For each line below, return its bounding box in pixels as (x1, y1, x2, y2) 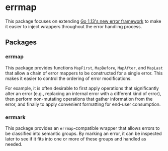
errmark (5, 114, 26, 121)
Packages (5, 38, 37, 47)
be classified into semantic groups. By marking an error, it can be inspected (5, 130, 162, 136)
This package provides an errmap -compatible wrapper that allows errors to (5, 125, 160, 131)
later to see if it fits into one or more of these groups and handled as (5, 135, 147, 142)
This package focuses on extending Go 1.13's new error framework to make (5, 18, 161, 24)
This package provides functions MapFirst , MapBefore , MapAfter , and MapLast (5, 64, 163, 70)
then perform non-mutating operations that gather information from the (5, 96, 153, 102)
